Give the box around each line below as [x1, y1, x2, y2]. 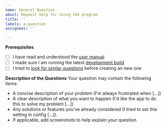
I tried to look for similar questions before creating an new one [12, 65, 142, 71]
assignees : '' [5, 26, 35, 31]
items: [5, 81, 18, 87]
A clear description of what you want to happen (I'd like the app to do [12, 96, 156, 102]
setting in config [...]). [12, 111, 58, 118]
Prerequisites [5, 44, 34, 50]
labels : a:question [5, 21, 46, 27]
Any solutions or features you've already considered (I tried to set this [12, 106, 157, 112]
